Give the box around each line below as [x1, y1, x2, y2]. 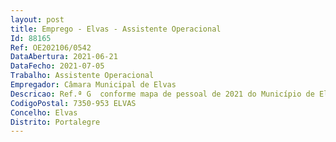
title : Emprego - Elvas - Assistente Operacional [10, 24, 222, 34]
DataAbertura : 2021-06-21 [10, 52, 118, 62]
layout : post [10, 14, 65, 25]
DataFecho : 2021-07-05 [10, 61, 105, 71]
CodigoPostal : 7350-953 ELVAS [10, 98, 137, 108]
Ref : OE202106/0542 [10, 42, 92, 53]
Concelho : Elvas [10, 107, 78, 118]
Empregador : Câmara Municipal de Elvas [10, 80, 177, 90]
